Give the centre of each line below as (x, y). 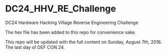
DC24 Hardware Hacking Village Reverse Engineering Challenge (72, 22)
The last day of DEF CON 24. (35, 47)
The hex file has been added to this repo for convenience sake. (71, 32)
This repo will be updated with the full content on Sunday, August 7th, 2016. (83, 42)
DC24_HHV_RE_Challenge (61, 9)
